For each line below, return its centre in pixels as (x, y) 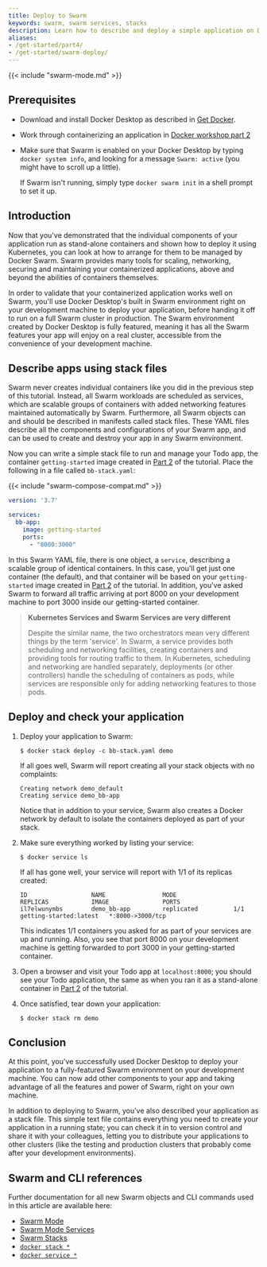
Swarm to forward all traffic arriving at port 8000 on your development (124, 593)
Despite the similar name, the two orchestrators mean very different (139, 632)
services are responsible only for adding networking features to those (142, 683)
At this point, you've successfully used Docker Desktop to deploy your (123, 1062)
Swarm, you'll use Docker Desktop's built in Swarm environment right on (127, 301)
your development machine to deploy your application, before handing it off (132, 309)
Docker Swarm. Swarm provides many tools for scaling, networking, (120, 260)
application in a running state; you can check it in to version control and (125, 1128)
